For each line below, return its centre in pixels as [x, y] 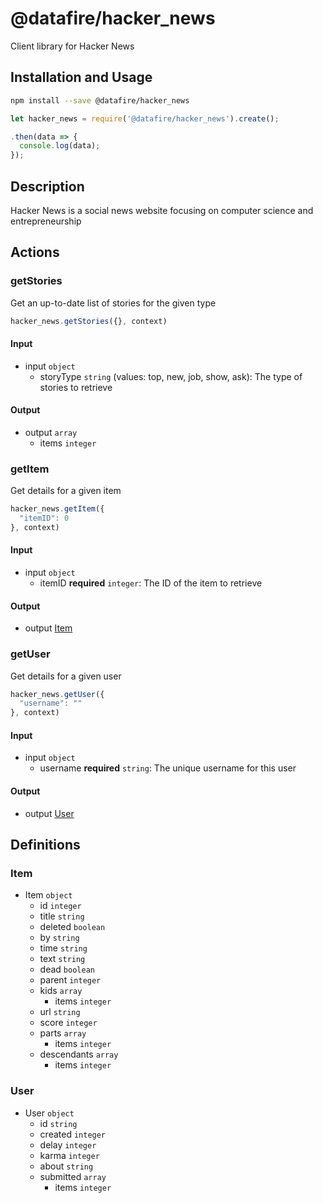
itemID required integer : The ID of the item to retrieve [151, 583]
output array [51, 432]
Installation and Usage [81, 77]
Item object [48, 895]
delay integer [68, 1144]
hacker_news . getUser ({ [57, 694]
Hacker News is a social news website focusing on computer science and [162, 210]
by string [59, 938]
